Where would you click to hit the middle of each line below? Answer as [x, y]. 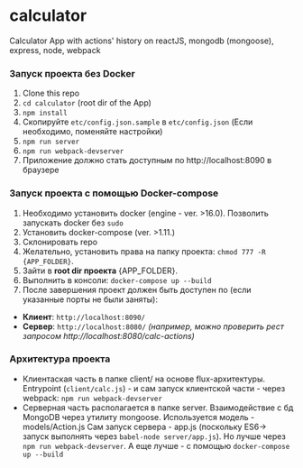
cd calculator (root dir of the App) [87, 103]
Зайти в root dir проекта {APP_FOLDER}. [100, 271]
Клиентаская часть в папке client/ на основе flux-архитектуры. [144, 379]
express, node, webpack [55, 50]
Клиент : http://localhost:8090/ [84, 317]
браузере [41, 170]
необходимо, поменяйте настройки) [92, 132]
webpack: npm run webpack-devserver [92, 398]
